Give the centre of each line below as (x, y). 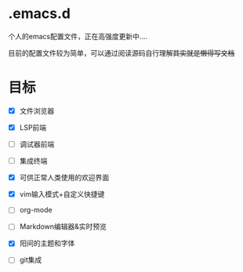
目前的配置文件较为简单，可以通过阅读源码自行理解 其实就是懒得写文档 (121, 53)
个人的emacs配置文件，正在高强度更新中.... (78, 36)
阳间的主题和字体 (47, 243)
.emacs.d (39, 14)
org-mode (36, 210)
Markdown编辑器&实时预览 (63, 227)
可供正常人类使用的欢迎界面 (64, 178)
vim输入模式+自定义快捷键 (62, 194)
